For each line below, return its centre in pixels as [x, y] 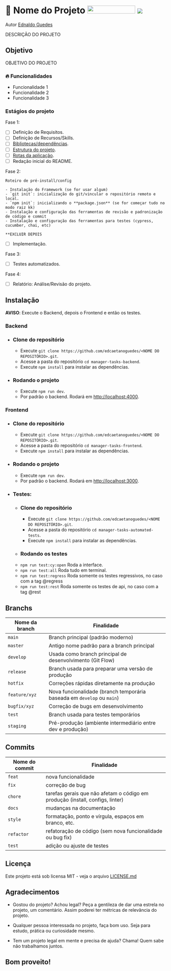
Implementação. [30, 244]
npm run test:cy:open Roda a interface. [62, 565]
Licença [18, 864]
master [16, 646]
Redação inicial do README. [42, 161]
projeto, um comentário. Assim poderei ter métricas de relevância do [84, 910]
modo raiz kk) [20, 207]
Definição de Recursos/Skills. [44, 138]
